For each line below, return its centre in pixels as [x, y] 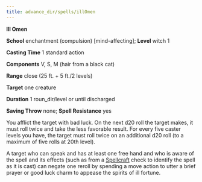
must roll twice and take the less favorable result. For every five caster [93, 129]
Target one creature [31, 87]
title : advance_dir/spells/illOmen [51, 12]
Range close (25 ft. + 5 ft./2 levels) [49, 75]
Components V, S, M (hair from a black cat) [61, 64]
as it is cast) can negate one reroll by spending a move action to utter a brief [101, 166]
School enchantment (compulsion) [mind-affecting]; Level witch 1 [88, 40]
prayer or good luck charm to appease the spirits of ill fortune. [84, 172]
